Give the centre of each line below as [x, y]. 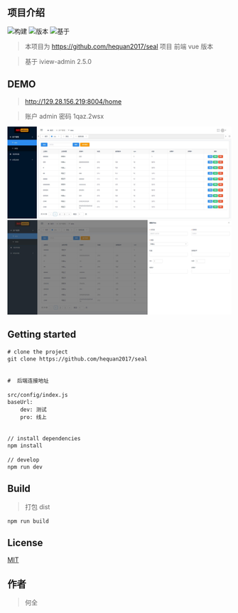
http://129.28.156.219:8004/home [73, 101]
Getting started [42, 335]
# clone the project [38, 352]
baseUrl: [20, 402]
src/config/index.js [38, 395]
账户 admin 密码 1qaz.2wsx [64, 116]
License [25, 543]
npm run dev [25, 467]
